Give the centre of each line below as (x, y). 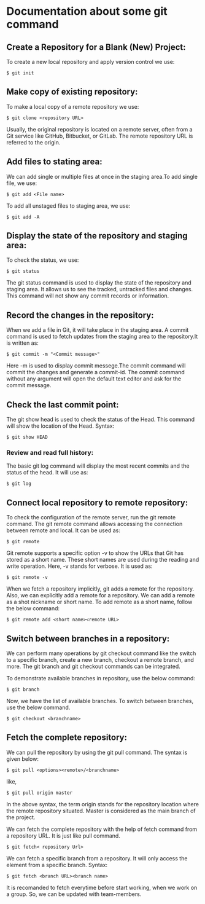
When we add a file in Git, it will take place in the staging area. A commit (98, 330)
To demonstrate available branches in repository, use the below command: (101, 678)
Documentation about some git (87, 11)
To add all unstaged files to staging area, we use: (68, 206)
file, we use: (22, 183)
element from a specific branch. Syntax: (57, 865)
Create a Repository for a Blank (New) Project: (96, 47)
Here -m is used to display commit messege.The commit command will (96, 366)
